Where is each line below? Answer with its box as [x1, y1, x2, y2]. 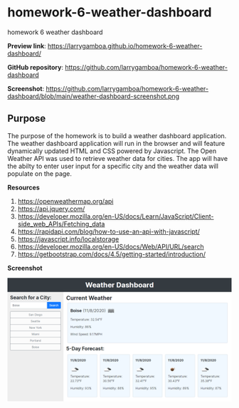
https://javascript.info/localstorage [17, 234, 119, 243]
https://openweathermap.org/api [17, 197, 114, 205]
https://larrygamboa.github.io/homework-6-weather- [47, 41, 203, 50]
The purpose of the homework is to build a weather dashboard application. [7, 131, 227, 140]
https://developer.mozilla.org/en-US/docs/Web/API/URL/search [17, 242, 204, 251]
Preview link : [7, 41, 46, 50]
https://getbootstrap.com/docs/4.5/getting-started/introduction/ [17, 250, 206, 258]
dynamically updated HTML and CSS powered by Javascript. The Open [7, 147, 217, 155]
